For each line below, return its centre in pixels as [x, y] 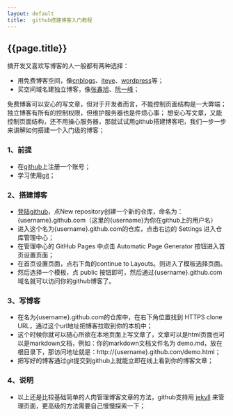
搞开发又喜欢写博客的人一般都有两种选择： [68, 66]
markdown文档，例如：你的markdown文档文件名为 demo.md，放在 [126, 343]
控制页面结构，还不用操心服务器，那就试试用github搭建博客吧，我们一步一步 [117, 122]
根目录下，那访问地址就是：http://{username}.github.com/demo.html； [119, 352]
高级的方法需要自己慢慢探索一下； [97, 406]
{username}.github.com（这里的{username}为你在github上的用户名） [117, 220]
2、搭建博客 [27, 195]
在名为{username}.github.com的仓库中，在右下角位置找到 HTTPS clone [120, 317]
